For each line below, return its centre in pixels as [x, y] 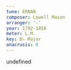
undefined [19, 61]
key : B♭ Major [24, 39]
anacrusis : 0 [22, 45]
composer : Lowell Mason [36, 17]
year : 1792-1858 [26, 28]
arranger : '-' [24, 23]
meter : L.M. [21, 34]
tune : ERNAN [21, 12]
